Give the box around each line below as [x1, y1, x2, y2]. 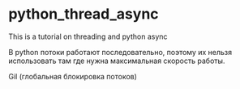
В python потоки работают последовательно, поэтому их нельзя [8, 47, 233, 57]
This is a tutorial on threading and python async [8, 32, 168, 41]
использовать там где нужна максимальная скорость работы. [8, 56, 225, 66]
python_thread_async [8, 5, 160, 23]
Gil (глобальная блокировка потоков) [8, 71, 138, 81]
